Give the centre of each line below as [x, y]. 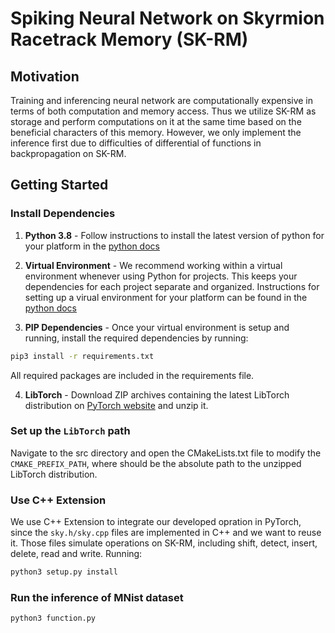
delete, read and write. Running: [76, 554]
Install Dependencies [63, 214]
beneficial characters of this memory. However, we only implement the [156, 132]
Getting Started [59, 185]
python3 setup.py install [64, 572]
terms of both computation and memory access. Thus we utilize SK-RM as [163, 111]
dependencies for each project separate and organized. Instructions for [172, 286]
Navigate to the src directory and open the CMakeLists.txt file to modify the [166, 453]
